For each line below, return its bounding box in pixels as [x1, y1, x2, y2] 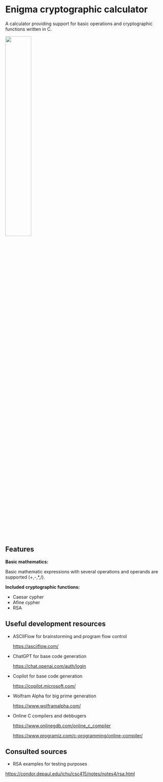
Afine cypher [12, 599, 40, 605]
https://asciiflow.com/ [12, 643, 59, 649]
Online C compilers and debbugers [12, 712, 87, 718]
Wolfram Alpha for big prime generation [12, 693, 97, 699]
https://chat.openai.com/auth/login [12, 663, 86, 669]
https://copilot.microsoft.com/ [12, 683, 76, 689]
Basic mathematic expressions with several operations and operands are [5, 568, 158, 574]
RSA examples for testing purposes [12, 761, 87, 767]
